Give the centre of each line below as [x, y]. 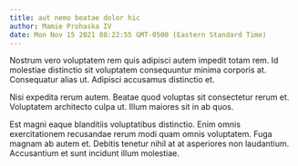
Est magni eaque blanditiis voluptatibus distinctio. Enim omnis [125, 124]
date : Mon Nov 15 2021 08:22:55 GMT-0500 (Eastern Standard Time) [138, 34]
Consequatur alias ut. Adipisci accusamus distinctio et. [113, 80]
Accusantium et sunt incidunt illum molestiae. [95, 153]
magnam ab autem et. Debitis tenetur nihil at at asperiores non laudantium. [149, 144]
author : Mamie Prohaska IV [61, 26]
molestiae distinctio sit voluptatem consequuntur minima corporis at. [138, 70]
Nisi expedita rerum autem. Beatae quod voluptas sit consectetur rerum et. [149, 97]
